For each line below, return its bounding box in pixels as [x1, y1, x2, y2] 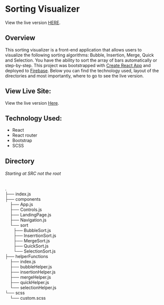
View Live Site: [5, 87, 51, 95]
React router [12, 132, 38, 138]
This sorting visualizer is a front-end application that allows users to [5, 47, 142, 52]
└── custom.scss [9, 295, 46, 301]
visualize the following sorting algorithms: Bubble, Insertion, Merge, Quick [5, 52, 154, 58]
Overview [5, 34, 36, 42]
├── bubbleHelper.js [9, 263, 52, 270]
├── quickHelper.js [9, 279, 49, 285]
